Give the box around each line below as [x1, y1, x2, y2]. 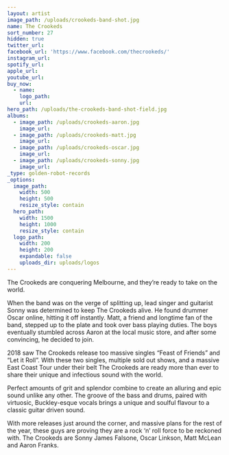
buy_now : [7, 80, 32, 87]
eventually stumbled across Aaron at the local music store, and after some [7, 328, 217, 336]
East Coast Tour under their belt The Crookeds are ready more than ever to [7, 363, 219, 371]
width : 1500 [19, 214, 53, 221]
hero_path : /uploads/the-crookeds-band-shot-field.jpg [7, 106, 167, 113]
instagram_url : [7, 55, 51, 62]
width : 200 [19, 240, 51, 247]
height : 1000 [19, 221, 57, 227]
